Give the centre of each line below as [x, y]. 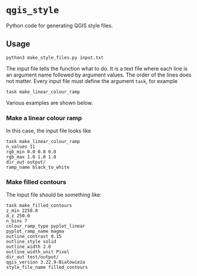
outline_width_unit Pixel [38, 252]
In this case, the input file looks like [49, 131]
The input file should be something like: [54, 195]
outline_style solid [31, 242]
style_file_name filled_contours [47, 267]
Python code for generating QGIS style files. [60, 25]
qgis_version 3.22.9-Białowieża [46, 262]
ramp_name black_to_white [38, 167]
